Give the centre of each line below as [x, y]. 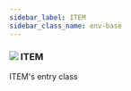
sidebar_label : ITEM [48, 17]
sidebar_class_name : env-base [66, 26]
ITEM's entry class [44, 76]
